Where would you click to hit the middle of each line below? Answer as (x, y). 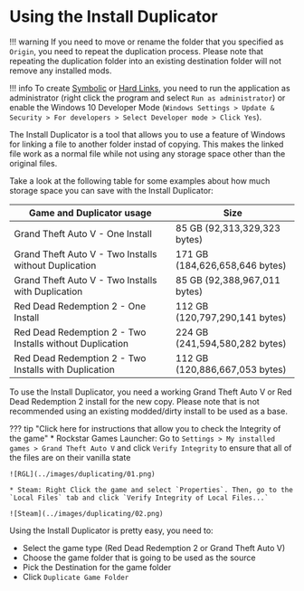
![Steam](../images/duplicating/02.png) (87, 513)
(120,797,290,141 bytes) (231, 317)
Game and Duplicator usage (90, 213)
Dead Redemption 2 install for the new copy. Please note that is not (134, 401)
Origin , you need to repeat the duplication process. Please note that (137, 51)
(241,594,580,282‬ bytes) (231, 343)
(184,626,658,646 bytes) (231, 265)
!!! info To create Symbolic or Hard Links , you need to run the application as (150, 88)
